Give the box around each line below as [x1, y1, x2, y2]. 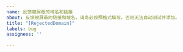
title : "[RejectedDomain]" [6, 20, 75, 26]
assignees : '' [6, 31, 43, 37]
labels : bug [6, 25, 37, 32]
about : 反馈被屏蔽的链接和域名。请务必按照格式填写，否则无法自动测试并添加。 [6, 15, 180, 21]
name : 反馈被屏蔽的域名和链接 [6, 8, 73, 15]
